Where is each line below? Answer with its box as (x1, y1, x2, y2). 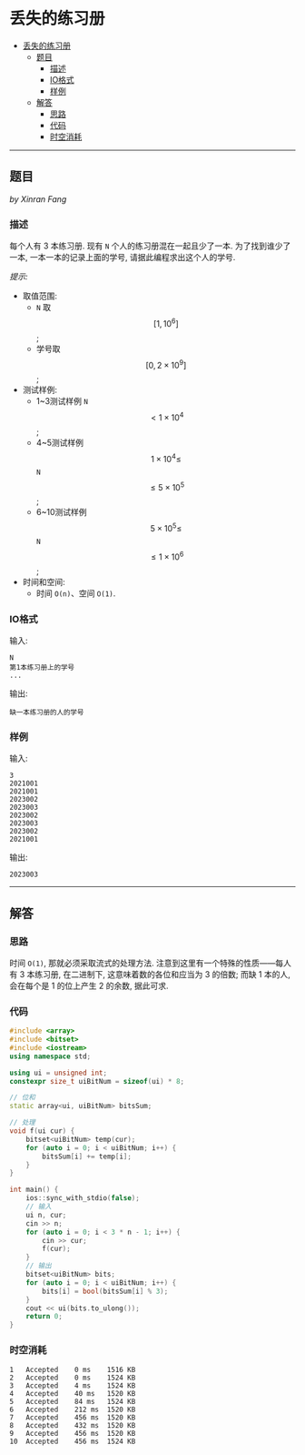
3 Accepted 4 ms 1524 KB (9, 1380, 136, 1390)
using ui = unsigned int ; (9, 1068, 107, 1077)
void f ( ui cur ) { (9, 1127, 75, 1136)
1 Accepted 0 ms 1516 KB (9, 1365, 136, 1374)
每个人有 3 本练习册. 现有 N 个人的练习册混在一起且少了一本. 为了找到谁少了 (9, 240, 291, 251)
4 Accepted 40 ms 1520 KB (9, 1389, 136, 1398)
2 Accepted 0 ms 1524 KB (9, 1373, 136, 1382)
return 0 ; (25, 1312, 64, 1321)
